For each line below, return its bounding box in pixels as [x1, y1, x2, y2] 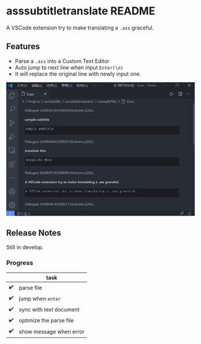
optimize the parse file [19, 317, 74, 324]
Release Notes [6, 228, 62, 238]
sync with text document [19, 306, 80, 313]
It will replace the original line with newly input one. [14, 70, 142, 77]
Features [6, 41, 40, 52]
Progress [6, 258, 33, 267]
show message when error [19, 328, 85, 335]
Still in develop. [6, 243, 44, 250]
